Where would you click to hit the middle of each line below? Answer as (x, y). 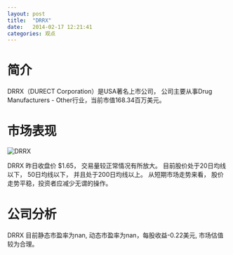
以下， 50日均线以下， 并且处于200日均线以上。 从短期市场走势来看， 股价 (116, 175)
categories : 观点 (32, 33)
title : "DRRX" (29, 20)
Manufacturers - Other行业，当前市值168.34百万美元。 (86, 100)
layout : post (26, 14)
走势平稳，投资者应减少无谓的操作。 (60, 183)
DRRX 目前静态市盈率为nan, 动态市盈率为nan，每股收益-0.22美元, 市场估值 (115, 235)
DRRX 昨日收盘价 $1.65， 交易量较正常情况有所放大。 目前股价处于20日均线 (117, 166)
